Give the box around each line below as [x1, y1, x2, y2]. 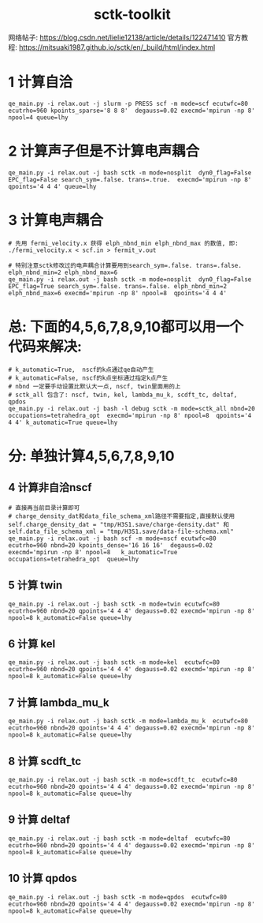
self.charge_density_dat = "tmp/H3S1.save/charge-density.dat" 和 [8, 520, 230, 528]
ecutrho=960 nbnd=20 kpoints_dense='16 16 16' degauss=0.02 [8, 541, 213, 550]
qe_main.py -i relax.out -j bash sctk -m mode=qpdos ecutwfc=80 [8, 893, 227, 901]
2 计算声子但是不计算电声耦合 [8, 142, 200, 160]
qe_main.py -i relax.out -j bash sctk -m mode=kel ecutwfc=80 [8, 658, 220, 666]
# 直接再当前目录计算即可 [8, 504, 80, 512]
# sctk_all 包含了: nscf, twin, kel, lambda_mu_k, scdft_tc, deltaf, [8, 391, 238, 399]
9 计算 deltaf [8, 813, 71, 827]
